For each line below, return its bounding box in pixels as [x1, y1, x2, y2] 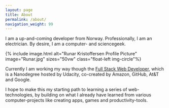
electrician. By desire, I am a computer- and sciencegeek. [5, 41, 126, 47]
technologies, [5, 92, 34, 98]
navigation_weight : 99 [5, 21, 53, 27]
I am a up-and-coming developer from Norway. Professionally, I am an [5, 35, 152, 42]
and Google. [5, 77, 31, 83]
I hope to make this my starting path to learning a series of [5, 87, 127, 93]
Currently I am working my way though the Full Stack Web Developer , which [5, 66, 164, 72]
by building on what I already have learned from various [35, 92, 151, 98]
